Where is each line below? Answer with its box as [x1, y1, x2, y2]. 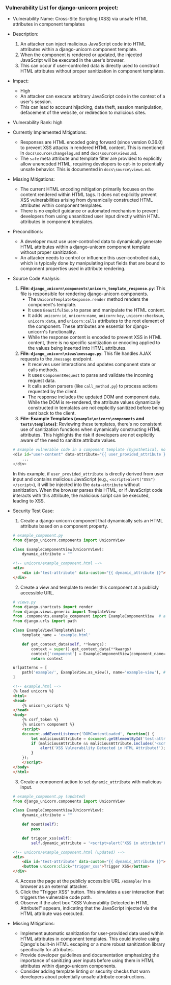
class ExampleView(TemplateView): [12, 628, 86, 633]
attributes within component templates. [20, 202, 103, 208]
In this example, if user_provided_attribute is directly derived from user [12, 470, 164, 476]
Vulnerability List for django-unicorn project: [5, 4, 119, 11]
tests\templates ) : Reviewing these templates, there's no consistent [20, 421, 162, 427]
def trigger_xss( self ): [22, 835, 72, 841]
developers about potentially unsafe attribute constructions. [20, 974, 146, 980]
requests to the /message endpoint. [20, 356, 93, 362]
